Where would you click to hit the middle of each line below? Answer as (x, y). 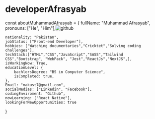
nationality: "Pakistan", (32, 37)
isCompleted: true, (34, 76)
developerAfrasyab (46, 9)
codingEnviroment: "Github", (35, 93)
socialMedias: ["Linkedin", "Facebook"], (49, 89)
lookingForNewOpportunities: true (41, 102)
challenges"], (20, 50)
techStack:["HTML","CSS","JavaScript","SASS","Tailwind (64, 55)
